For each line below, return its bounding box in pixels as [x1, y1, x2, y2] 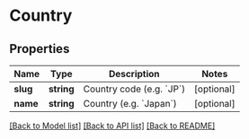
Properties [9, 41, 70, 56]
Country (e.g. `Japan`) [83, 98, 177, 109]
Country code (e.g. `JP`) [83, 83, 186, 95]
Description [108, 68, 160, 80]
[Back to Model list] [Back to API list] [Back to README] [9, 120, 216, 131]
